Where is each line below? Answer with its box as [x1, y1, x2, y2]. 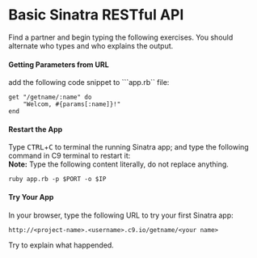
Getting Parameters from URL [8, 59, 109, 70]
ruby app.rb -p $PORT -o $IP [8, 176, 107, 184]
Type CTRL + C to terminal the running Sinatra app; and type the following [8, 142, 249, 152]
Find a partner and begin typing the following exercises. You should [8, 32, 234, 42]
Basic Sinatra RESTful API [8, 6, 184, 24]
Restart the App [8, 124, 63, 134]
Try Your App [8, 192, 54, 201]
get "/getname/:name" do [8, 93, 92, 102]
